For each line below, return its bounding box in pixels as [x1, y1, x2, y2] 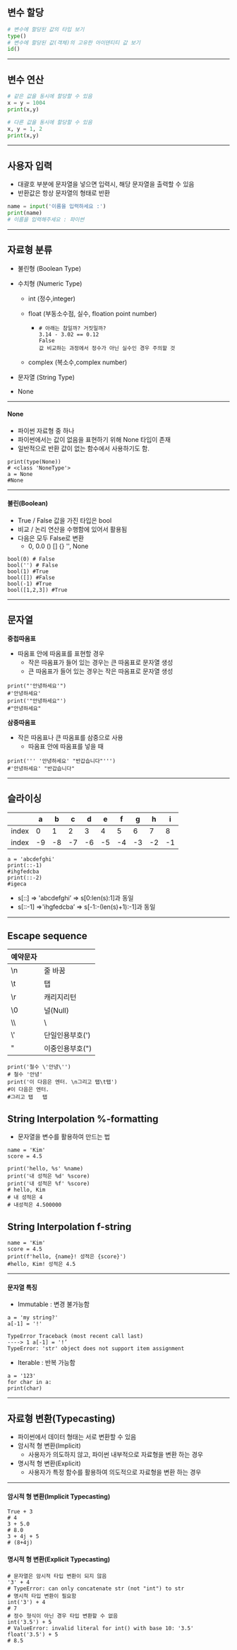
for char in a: [7, 1378, 52, 1386]
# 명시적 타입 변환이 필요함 [7, 1592, 77, 1600]
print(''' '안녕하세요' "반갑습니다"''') [7, 757, 116, 765]
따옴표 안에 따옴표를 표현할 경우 [17, 649, 104, 658]
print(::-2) [7, 874, 42, 881]
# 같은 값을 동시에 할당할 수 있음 [7, 93, 93, 100]
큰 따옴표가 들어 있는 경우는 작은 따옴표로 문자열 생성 [28, 667, 174, 675]
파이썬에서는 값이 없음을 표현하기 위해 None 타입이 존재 [17, 435, 171, 443]
